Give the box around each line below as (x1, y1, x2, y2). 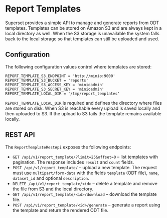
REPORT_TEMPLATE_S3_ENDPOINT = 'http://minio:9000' (5, 74, 115, 79)
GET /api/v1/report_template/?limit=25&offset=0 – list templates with (12, 154, 158, 160)
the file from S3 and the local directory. (12, 186, 94, 192)
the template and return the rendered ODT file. (12, 207, 109, 213)
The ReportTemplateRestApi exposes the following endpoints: (5, 144, 131, 150)
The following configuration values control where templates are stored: (5, 63, 152, 69)
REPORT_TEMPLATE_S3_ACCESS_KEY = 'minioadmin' (5, 82, 104, 87)
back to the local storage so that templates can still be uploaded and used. (5, 36, 159, 42)
